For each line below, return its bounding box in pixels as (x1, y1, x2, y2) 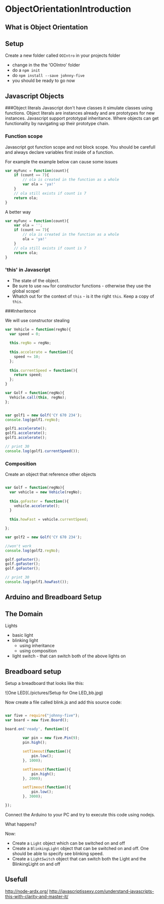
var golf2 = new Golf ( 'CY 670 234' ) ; (5, 534, 82, 540)
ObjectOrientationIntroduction (5, 3, 131, 15)
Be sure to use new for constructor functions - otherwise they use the (12, 283, 151, 289)
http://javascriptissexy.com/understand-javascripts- (49, 888, 154, 894)
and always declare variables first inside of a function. (5, 149, 114, 155)
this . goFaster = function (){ (9, 499, 69, 503)
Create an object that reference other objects (5, 472, 96, 477)
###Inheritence (5, 308, 36, 314)
